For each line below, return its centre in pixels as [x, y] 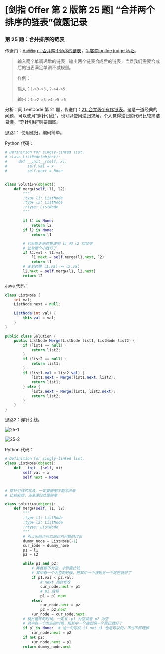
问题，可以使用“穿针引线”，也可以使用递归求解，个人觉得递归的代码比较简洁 [82, 116]
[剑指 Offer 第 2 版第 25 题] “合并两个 [80, 10]
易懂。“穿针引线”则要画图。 [33, 122]
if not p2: [34, 637]
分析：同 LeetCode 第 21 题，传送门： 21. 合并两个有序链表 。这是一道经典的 [81, 110]
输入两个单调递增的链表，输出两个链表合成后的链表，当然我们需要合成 [88, 61]
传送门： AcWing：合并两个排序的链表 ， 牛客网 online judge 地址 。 [72, 51]
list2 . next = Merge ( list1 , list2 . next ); [73, 392]
